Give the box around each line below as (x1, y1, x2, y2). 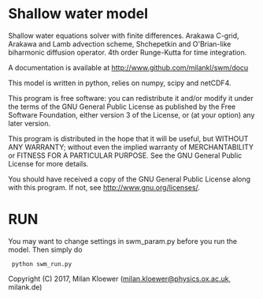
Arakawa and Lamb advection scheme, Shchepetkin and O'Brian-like (8, 39, 232, 48)
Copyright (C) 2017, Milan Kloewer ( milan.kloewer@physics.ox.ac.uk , (8, 274, 231, 283)
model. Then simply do (8, 245, 83, 254)
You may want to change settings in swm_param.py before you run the (8, 236, 238, 245)
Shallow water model (8, 5, 148, 23)
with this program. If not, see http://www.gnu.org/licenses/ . (8, 182, 201, 192)
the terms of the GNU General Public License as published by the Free (8, 102, 236, 111)
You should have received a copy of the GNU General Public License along (8, 174, 250, 184)
